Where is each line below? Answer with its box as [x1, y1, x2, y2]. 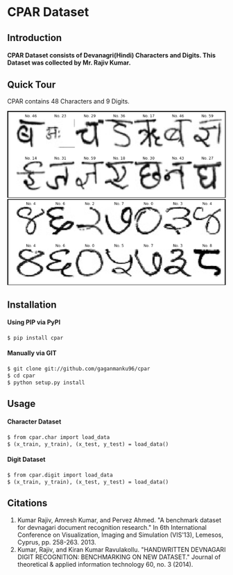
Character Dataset [7, 417, 62, 426]
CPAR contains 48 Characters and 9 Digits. [7, 97, 130, 105]
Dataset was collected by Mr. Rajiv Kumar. [7, 58, 131, 67]
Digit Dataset [7, 456, 46, 464]
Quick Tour [7, 78, 56, 90]
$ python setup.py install [7, 379, 85, 386]
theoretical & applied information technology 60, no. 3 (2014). [17, 560, 193, 568]
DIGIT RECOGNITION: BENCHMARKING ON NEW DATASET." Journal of [17, 553, 221, 561]
